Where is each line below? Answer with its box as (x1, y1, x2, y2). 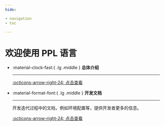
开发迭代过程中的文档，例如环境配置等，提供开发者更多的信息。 (12, 105, 141, 111)
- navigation (5, 16, 32, 21)
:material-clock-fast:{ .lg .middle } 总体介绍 (12, 65, 99, 71)
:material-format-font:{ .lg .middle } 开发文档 (12, 90, 102, 96)
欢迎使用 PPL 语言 (5, 48, 77, 59)
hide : (5, 7, 16, 12)
